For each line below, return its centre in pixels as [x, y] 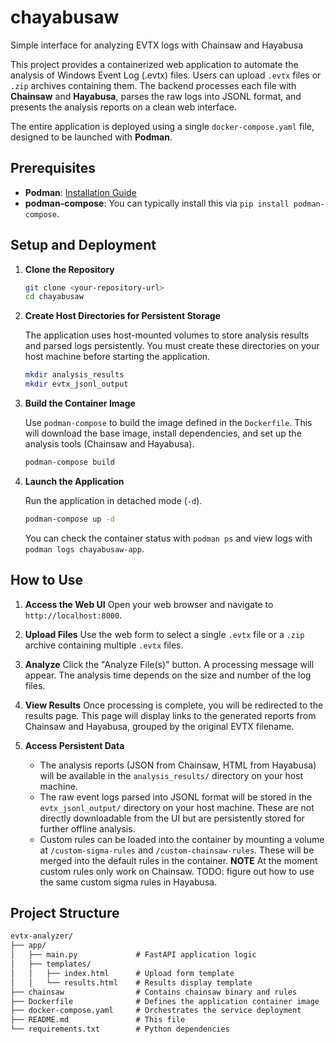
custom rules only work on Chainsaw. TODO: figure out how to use [177, 871]
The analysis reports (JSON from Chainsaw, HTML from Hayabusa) [178, 765]
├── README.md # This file [98, 1020]
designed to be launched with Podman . [91, 137]
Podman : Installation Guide [80, 192]
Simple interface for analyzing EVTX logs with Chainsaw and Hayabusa [157, 45]
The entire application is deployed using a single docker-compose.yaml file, [162, 126]
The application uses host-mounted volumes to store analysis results [167, 335]
